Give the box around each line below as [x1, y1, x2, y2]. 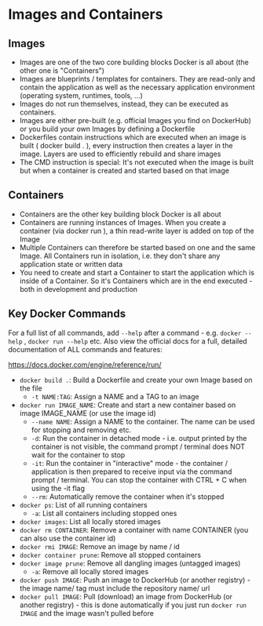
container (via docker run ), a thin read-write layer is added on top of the [19, 226, 254, 235]
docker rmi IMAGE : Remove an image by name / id [19, 541, 181, 551]
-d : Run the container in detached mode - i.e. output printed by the [31, 433, 247, 442]
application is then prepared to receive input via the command [31, 467, 232, 476]
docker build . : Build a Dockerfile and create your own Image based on [19, 375, 253, 384]
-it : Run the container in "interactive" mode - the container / [31, 458, 228, 468]
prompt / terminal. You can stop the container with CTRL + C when [31, 475, 247, 484]
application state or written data [19, 259, 123, 268]
